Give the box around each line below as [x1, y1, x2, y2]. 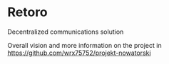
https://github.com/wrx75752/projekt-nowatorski [7, 49, 151, 57]
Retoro [7, 4, 48, 20]
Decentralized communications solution [7, 27, 124, 36]
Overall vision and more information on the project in [7, 41, 162, 49]
